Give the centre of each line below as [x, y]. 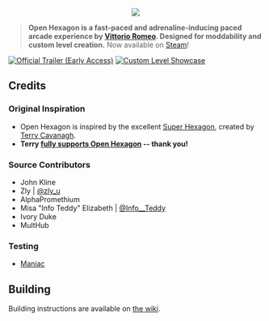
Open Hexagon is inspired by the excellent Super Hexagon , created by [137, 126]
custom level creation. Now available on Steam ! [109, 45]
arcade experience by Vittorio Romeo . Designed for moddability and [145, 36]
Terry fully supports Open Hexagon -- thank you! [104, 144]
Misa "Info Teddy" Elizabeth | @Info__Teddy [93, 208]
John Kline [38, 182]
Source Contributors [50, 164]
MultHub [35, 225]
